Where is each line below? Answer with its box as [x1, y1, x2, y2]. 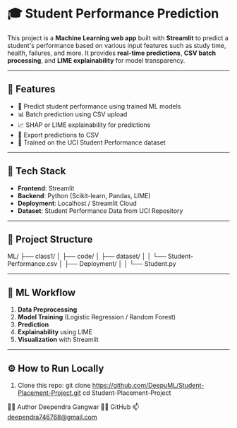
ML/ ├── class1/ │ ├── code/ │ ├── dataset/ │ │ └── [7, 252, 167, 261]
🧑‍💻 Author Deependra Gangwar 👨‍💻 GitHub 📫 [7, 403, 140, 411]
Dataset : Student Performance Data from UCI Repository [17, 206, 183, 215]
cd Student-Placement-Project [82, 389, 171, 397]
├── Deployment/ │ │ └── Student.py [64, 259, 176, 268]
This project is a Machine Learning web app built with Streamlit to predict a [7, 33, 229, 42]
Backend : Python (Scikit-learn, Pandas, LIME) [17, 191, 151, 200]
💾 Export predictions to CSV [17, 130, 99, 139]
